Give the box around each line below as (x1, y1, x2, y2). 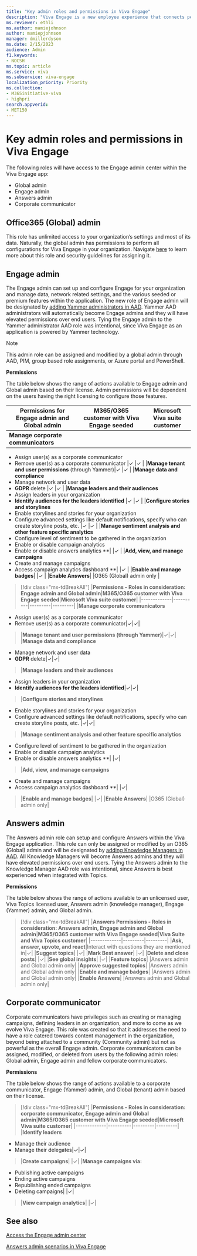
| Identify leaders (20, 1128, 62, 1136)
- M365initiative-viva (6, 91, 62, 96)
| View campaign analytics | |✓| (20, 1199, 97, 1206)
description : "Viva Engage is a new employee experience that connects (6, 14, 185, 20)
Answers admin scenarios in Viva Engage (6, 1243, 106, 1250)
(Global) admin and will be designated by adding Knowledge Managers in (6, 846, 183, 853)
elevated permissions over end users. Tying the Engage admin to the (6, 316, 172, 323)
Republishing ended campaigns (14, 1181, 91, 1188)
